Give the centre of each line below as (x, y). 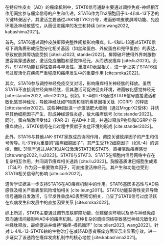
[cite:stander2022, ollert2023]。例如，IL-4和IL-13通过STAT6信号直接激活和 (81, 95)
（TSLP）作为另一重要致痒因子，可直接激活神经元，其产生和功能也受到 (77, 167)
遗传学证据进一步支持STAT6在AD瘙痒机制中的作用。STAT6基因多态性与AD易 (82, 184)
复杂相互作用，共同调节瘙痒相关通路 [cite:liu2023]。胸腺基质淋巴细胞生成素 (81, 161)
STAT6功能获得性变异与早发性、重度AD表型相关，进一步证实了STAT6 (83, 67)
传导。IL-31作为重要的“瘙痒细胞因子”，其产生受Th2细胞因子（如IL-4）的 (82, 143)
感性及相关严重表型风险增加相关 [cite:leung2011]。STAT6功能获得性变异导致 (82, 190)
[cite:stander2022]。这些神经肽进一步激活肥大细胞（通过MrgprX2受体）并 (80, 108)
